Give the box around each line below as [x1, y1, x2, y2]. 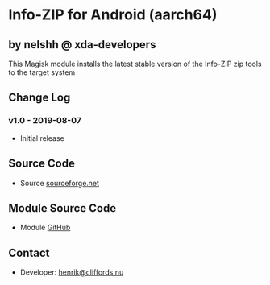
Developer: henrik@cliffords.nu [19, 267, 124, 277]
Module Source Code [8, 201, 117, 215]
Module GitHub [19, 223, 71, 233]
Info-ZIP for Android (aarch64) [8, 6, 218, 24]
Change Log [8, 91, 71, 105]
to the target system [8, 68, 76, 77]
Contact [8, 246, 50, 259]
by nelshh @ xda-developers [8, 38, 156, 52]
